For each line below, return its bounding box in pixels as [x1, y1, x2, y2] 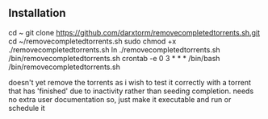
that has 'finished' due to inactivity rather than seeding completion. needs [8, 86, 254, 96]
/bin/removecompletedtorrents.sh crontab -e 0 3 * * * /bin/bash [8, 53, 220, 63]
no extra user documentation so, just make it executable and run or [8, 94, 232, 104]
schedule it [8, 103, 46, 113]
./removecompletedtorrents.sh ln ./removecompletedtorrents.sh [8, 44, 220, 55]
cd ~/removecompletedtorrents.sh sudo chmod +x [8, 36, 177, 46]
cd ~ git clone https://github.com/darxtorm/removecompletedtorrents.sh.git [8, 27, 261, 37]
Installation [8, 6, 66, 20]
